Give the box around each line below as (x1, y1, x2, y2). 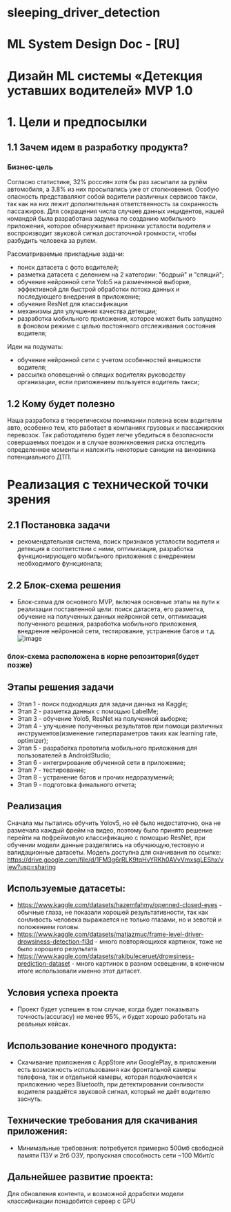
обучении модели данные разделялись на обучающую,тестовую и (7, 840, 205, 849)
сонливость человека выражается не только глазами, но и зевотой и (17, 915, 222, 924)
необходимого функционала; (17, 559, 103, 568)
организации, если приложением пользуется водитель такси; (17, 378, 200, 386)
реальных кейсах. (17, 1020, 70, 1029)
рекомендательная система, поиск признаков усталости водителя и (17, 537, 220, 546)
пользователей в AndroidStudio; (17, 751, 112, 759)
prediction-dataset (17, 960, 70, 968)
